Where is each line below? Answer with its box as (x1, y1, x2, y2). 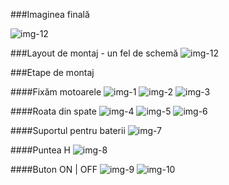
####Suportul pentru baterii (10, 125, 126, 136)
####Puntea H (10, 144, 71, 156)
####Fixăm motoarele (10, 86, 102, 98)
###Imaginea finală (10, 9, 90, 20)
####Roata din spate (10, 105, 97, 117)
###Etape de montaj (10, 67, 95, 78)
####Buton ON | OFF (10, 164, 98, 175)
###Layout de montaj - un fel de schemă (10, 47, 179, 59)
